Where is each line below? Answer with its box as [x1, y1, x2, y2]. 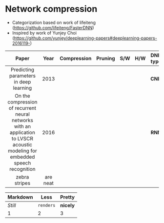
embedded [10, 153, 35, 160]
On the [14, 92, 30, 99]
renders [38, 203, 56, 208]
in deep [14, 78, 31, 85]
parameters [9, 72, 36, 79]
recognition [9, 165, 36, 172]
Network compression [5, 3, 98, 15]
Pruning [96, 55, 116, 61]
